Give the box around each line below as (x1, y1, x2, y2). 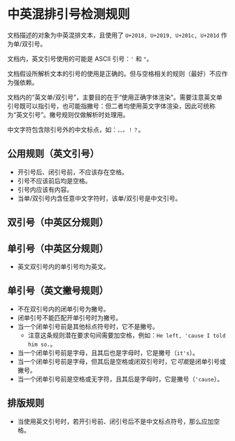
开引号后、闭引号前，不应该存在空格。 (17, 167, 128, 176)
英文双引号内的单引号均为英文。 (17, 262, 110, 270)
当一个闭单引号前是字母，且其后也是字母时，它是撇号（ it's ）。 (17, 348, 199, 357)
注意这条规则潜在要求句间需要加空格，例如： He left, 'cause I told (27, 330, 226, 339)
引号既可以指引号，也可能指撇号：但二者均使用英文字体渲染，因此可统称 (7, 101, 215, 110)
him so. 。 (27, 339, 57, 348)
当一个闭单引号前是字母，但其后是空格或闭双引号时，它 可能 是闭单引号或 (17, 357, 226, 365)
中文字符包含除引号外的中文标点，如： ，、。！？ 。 (7, 125, 145, 134)
